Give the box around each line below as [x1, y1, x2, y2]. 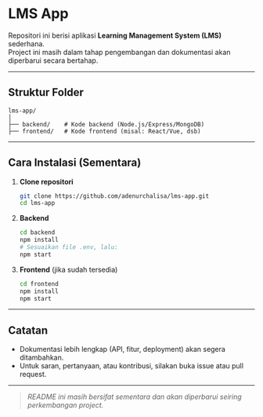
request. [19, 370, 47, 379]
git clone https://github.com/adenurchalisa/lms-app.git [19, 192, 210, 200]
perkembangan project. [27, 401, 104, 410]
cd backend [19, 229, 56, 236]
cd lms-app [19, 199, 56, 207]
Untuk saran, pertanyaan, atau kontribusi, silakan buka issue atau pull [19, 361, 244, 371]
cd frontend [19, 280, 59, 287]
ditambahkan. [19, 353, 64, 362]
